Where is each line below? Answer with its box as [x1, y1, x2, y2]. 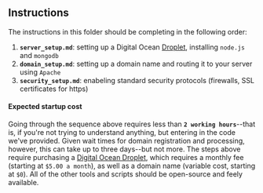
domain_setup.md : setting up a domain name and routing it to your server [19, 59, 253, 68]
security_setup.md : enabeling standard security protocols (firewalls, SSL [19, 75, 255, 85]
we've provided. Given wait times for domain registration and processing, [8, 137, 245, 146]
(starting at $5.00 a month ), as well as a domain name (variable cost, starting [8, 161, 256, 171]
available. [8, 178, 39, 188]
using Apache [19, 67, 61, 77]
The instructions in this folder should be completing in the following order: [8, 27, 247, 36]
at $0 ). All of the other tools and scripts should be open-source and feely [8, 169, 243, 179]
